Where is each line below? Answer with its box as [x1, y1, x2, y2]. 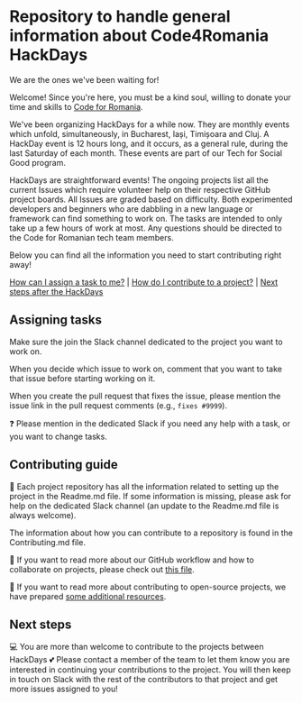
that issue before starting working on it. [9, 372, 156, 384]
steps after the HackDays [9, 286, 104, 297]
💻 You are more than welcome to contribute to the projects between [9, 642, 264, 653]
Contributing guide [9, 457, 119, 472]
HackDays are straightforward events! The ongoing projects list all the [9, 174, 269, 186]
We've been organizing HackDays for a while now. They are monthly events [9, 119, 290, 130]
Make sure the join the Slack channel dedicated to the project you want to [9, 336, 283, 347]
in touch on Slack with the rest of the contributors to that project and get [9, 674, 278, 685]
